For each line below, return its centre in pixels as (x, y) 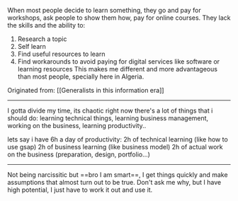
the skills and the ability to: (46, 25)
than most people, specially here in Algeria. (81, 76)
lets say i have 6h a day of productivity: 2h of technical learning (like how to (118, 139)
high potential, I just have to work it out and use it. (80, 190)
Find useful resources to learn (61, 54)
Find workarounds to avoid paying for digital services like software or (119, 62)
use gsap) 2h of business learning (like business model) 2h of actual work (115, 147)
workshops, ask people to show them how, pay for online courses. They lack (119, 18)
